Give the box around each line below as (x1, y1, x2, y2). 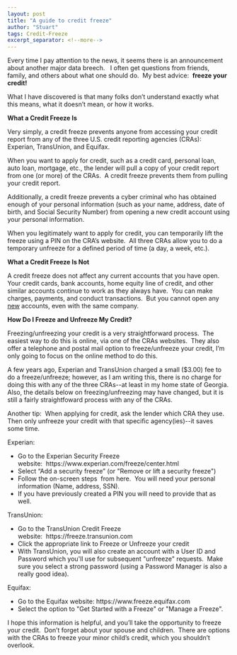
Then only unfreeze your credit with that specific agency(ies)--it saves (7, 417, 214, 425)
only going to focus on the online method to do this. (7, 352, 158, 360)
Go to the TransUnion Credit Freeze (17, 525, 122, 533)
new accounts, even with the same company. (7, 302, 139, 310)
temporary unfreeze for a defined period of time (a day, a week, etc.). (7, 244, 210, 252)
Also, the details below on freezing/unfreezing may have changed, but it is (7, 388, 224, 397)
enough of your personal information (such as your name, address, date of (7, 200, 225, 209)
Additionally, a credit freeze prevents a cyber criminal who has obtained (7, 193, 217, 201)
